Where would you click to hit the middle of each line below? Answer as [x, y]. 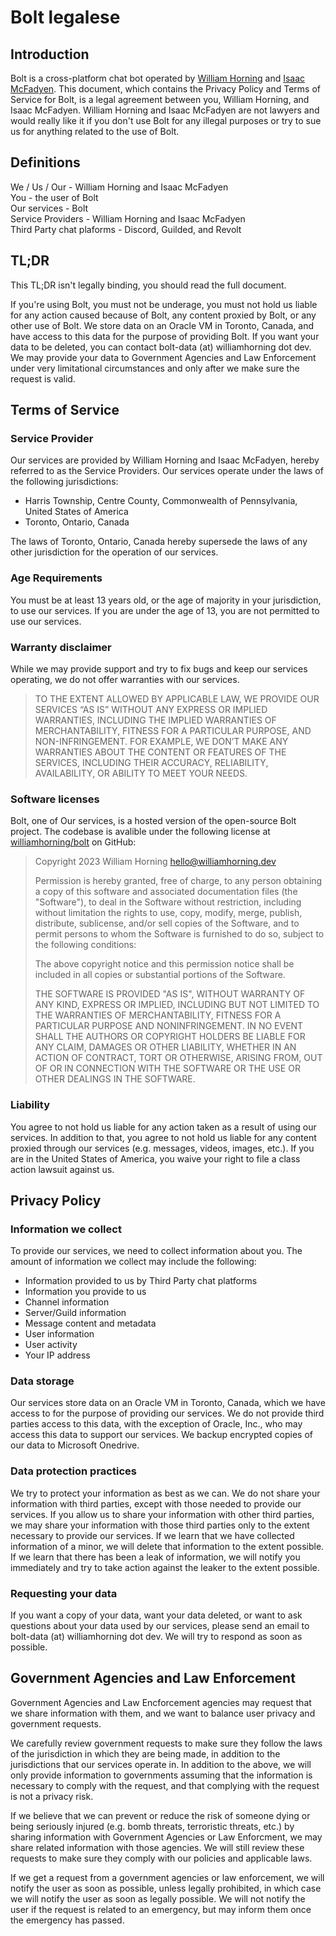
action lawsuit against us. [62, 1169]
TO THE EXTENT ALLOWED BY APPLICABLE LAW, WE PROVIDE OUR [177, 698]
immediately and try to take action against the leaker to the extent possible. [165, 1567]
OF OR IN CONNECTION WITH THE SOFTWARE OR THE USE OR [167, 1068]
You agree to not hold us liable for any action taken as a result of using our [163, 1127]
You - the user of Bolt [54, 197]
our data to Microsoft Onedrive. [75, 1445]
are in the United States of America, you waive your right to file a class [155, 1158]
